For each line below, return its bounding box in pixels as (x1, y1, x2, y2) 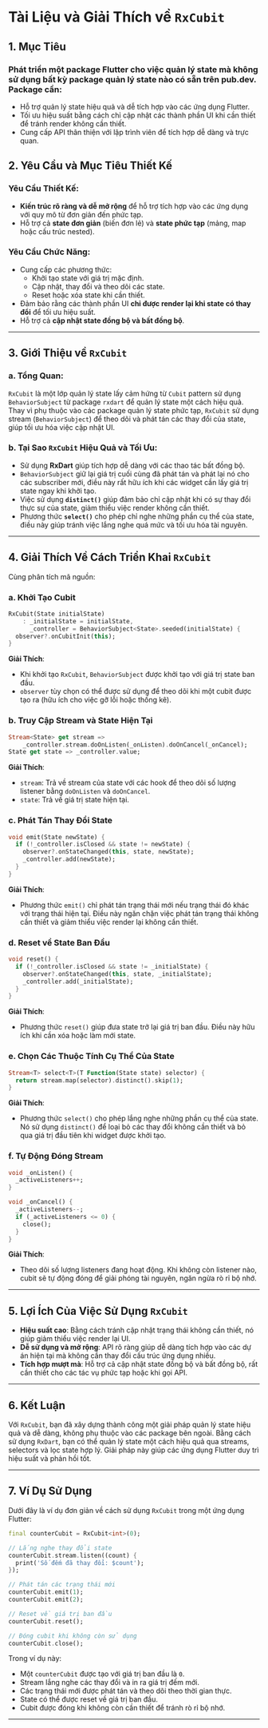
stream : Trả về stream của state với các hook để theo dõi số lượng (19, 778, 237, 787)
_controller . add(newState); (22, 855, 116, 863)
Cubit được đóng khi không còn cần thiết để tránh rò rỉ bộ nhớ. (19, 1703, 226, 1713)
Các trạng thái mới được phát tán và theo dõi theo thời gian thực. (19, 1686, 233, 1696)
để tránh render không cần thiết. (19, 118, 127, 128)
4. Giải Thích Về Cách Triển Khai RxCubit (8, 551, 211, 564)
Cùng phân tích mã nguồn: (8, 571, 96, 581)
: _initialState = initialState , (22, 617, 134, 625)
